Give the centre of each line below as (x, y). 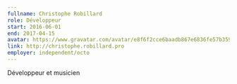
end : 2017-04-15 (31, 33)
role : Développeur (34, 20)
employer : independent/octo (49, 53)
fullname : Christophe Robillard (55, 14)
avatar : (19, 40)
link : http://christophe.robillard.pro (66, 46)
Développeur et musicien (44, 72)
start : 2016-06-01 (34, 27)
